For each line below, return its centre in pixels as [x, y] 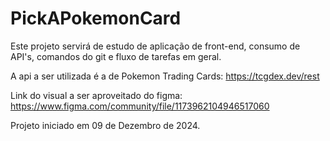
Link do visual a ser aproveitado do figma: [96, 95]
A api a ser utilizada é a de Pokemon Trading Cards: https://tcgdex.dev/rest [165, 76]
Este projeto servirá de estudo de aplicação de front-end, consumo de [155, 46]
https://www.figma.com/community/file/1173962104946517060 [140, 106]
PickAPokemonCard [96, 18]
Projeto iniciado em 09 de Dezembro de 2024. [105, 125]
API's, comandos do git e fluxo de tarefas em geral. [116, 56]
